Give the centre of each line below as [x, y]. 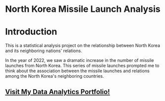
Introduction [31, 32]
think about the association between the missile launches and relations [77, 71]
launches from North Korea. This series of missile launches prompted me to [82, 66]
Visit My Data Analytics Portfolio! [57, 92]
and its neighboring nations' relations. [44, 51]
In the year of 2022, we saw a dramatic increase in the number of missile [80, 60]
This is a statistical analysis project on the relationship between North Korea [82, 46]
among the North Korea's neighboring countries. [55, 76]
